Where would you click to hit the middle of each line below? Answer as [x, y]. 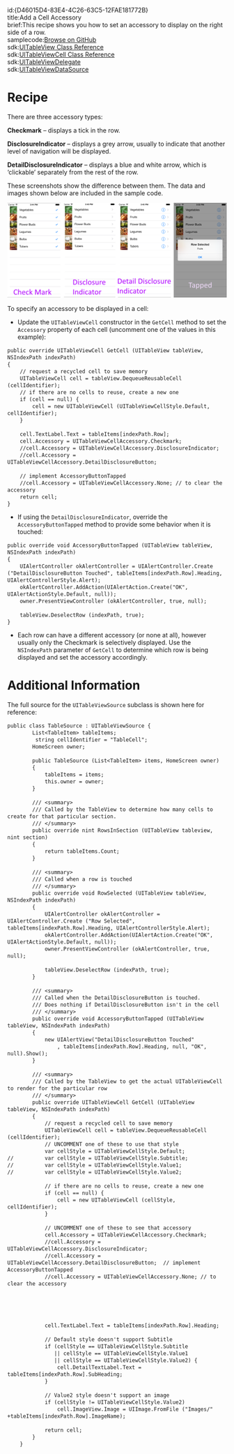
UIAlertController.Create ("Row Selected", [71, 921]
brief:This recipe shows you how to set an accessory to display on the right [115, 25]
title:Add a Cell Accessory [45, 17]
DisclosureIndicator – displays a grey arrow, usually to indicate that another [116, 144]
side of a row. [27, 32]
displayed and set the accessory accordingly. [83, 657]
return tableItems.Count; [82, 851]
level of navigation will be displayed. [59, 151]
